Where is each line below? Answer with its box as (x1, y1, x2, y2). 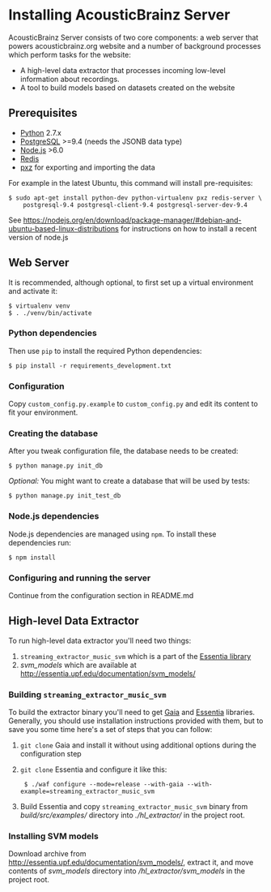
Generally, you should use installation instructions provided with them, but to (8, 716, 264, 726)
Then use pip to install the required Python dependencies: (8, 346, 202, 356)
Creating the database (8, 428, 99, 439)
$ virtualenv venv (8, 302, 70, 310)
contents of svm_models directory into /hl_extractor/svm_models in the (8, 866, 245, 876)
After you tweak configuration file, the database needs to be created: (8, 446, 239, 456)
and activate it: (8, 286, 58, 295)
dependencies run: (8, 537, 71, 547)
